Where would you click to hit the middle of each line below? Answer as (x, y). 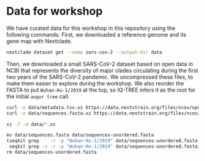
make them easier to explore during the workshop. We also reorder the (95, 83)
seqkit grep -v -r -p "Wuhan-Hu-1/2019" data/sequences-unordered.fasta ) (105, 147)
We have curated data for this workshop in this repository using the (91, 28)
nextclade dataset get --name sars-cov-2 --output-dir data (85, 52)
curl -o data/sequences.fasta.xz (49, 113)
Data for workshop (55, 11)
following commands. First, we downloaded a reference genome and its (96, 34)
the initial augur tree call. (38, 96)
